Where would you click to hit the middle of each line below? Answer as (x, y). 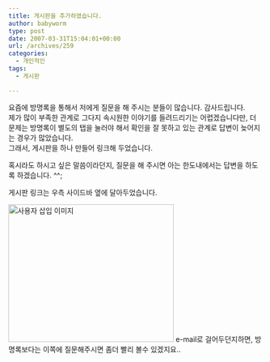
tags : (17, 69)
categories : (28, 53)
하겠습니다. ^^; (40, 175)
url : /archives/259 (41, 46)
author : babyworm (38, 23)
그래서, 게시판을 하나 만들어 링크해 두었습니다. (81, 147)
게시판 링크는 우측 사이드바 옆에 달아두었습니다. (83, 192)
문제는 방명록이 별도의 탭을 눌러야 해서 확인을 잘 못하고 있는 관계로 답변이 (124, 127)
